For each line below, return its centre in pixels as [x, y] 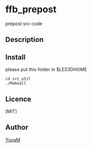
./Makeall [16, 83]
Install [15, 57]
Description [24, 40]
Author [17, 127]
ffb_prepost [31, 9]
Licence [19, 99]
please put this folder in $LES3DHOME [46, 70]
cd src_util [18, 79]
